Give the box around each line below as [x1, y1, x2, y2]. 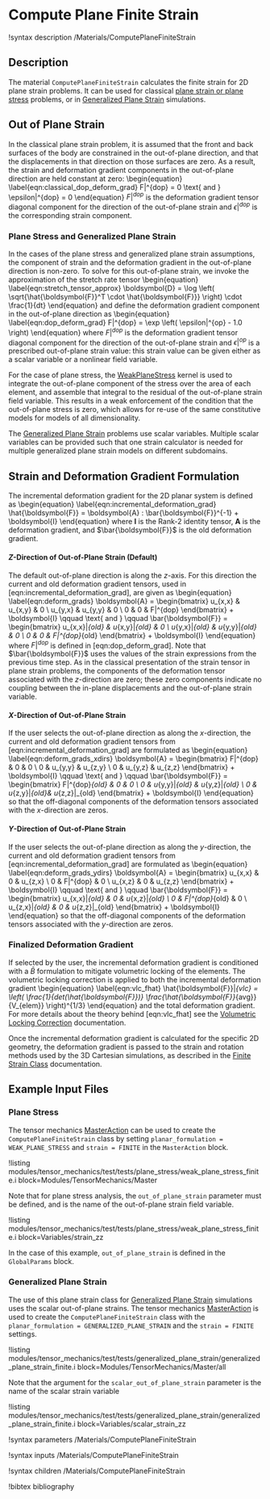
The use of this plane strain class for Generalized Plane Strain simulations [8, 1295, 253, 1304]
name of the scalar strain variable [8, 1386, 119, 1396]
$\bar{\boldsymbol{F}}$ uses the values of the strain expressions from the [8, 649, 257, 659]
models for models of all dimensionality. [8, 414, 141, 423]
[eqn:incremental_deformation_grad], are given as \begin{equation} [8, 587, 232, 597]
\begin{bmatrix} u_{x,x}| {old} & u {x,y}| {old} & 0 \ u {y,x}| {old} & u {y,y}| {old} [8, 622, 257, 632]
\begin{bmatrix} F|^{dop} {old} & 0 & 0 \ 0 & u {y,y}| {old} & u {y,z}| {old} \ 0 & [8, 779, 258, 789]
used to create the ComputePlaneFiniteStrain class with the [8, 1312, 206, 1321]
